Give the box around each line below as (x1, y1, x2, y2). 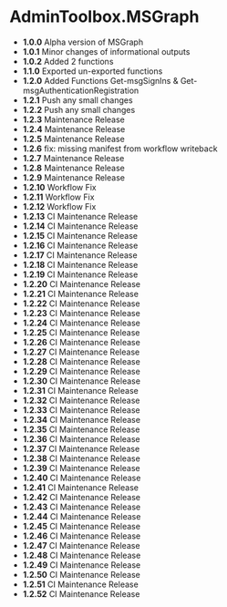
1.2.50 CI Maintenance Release (22, 569, 141, 580)
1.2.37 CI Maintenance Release (22, 443, 140, 454)
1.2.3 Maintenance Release (22, 114, 126, 125)
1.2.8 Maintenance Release (22, 162, 126, 173)
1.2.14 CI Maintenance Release (22, 221, 139, 231)
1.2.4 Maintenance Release (22, 123, 126, 134)
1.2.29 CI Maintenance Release (22, 365, 141, 376)
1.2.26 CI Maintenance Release (22, 336, 141, 347)
